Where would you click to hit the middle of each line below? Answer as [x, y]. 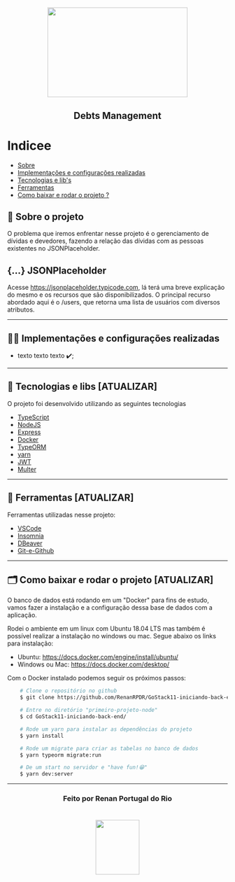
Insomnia [30, 535]
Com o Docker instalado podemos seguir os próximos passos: [97, 678]
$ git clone [37, 698]
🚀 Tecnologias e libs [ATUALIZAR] [82, 387]
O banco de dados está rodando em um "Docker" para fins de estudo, [108, 600]
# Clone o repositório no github [69, 691]
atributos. [21, 310]
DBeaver [30, 543]
